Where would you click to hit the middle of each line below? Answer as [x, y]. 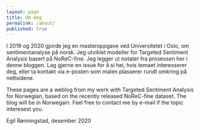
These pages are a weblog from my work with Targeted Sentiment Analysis [100, 90]
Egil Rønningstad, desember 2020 [49, 121]
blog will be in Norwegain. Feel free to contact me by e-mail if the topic [95, 103]
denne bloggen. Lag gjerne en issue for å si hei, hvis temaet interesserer [97, 65]
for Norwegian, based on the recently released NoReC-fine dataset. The [96, 96]
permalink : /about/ [31, 23]
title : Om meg [24, 18]
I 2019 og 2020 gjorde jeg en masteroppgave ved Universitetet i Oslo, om [98, 46]
